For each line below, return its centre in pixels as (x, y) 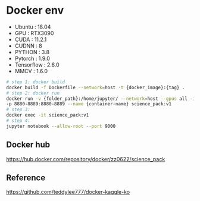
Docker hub (28, 145)
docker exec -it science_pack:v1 (48, 115)
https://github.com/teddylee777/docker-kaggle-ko (68, 192)
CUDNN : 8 (29, 46)
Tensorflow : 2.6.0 (37, 65)
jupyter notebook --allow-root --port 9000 (61, 126)
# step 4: (18, 121)
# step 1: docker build (36, 82)
